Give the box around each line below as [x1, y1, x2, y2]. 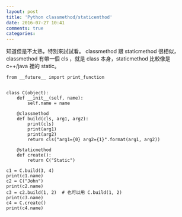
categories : [6, 31, 36, 37]
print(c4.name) [6, 205, 44, 211]
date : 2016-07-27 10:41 [6, 20, 65, 25]
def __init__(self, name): [17, 95, 84, 101]
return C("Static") [27, 158, 76, 164]
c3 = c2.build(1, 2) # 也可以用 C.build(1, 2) [6, 190, 123, 196]
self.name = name [27, 100, 70, 107]
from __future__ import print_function [6, 75, 105, 81]
